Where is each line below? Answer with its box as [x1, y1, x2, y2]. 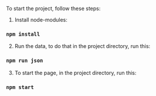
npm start [6, 84, 34, 90]
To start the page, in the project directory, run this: [14, 69, 137, 76]
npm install [6, 30, 40, 37]
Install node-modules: [14, 16, 67, 23]
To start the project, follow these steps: [6, 5, 101, 12]
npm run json [6, 57, 43, 64]
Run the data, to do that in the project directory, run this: [14, 43, 151, 50]
